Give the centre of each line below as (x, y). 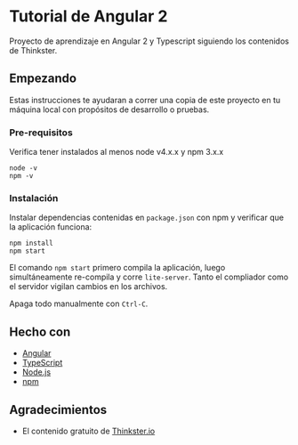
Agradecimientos (58, 410)
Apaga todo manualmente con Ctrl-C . (79, 303)
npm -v (21, 176)
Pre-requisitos (41, 133)
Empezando (43, 79)
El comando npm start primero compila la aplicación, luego (117, 268)
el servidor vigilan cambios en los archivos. (89, 287)
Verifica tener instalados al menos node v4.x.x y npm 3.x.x (117, 152)
